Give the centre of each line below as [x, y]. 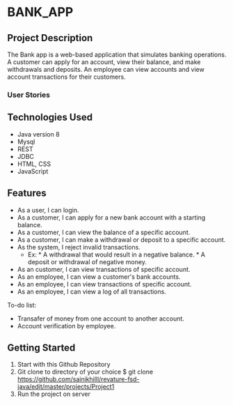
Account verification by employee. [66, 326]
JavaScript [33, 171]
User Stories [29, 95]
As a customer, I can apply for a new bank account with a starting [111, 217]
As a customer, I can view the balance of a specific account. [104, 232]
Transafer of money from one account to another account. [101, 319]
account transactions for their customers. [67, 77]
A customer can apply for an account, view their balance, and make [104, 62]
